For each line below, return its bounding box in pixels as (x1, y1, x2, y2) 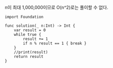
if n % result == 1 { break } (23, 41, 87, 46)
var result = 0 (14, 28, 46, 33)
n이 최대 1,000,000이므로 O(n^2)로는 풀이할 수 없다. (5, 5, 108, 10)
